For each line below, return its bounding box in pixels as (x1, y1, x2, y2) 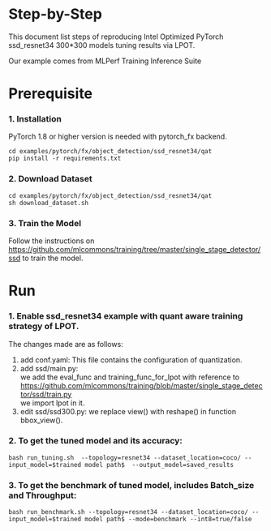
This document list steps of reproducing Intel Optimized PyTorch (8, 32, 224, 41)
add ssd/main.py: (19, 363, 79, 373)
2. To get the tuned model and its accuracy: (8, 435, 183, 447)
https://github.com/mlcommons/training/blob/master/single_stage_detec (19, 380, 263, 390)
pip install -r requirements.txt (8, 155, 122, 163)
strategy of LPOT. (8, 321, 80, 332)
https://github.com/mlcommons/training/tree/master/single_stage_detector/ (8, 245, 261, 255)
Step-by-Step (8, 5, 103, 24)
